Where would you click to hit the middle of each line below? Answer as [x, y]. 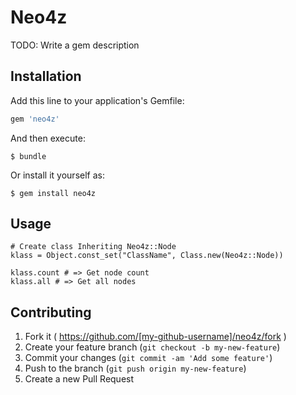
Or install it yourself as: [57, 175]
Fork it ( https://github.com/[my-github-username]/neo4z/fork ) [155, 337]
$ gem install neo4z [53, 193]
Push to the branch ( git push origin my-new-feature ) [135, 368]
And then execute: [48, 138]
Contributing [51, 312]
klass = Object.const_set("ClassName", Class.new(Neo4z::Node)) [147, 256]
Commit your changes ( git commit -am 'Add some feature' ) [148, 358]
